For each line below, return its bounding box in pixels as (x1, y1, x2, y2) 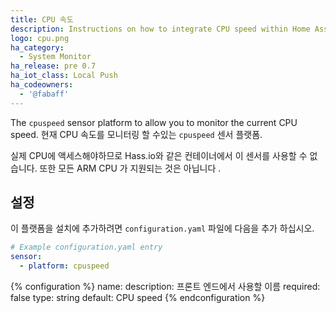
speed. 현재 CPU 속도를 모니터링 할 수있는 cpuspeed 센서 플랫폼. (10, 128, 263, 140)
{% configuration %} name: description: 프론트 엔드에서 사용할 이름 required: (10, 281, 321, 293)
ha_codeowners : (10, 80, 74, 90)
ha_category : (10, 42, 65, 53)
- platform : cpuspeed (19, 261, 110, 271)
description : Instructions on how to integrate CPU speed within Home (10, 24, 311, 34)
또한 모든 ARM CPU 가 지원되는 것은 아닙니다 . (39, 162, 222, 174)
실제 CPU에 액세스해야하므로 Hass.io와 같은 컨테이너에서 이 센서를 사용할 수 (10, 149, 308, 161)
